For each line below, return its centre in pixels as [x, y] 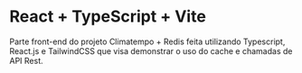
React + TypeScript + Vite [108, 17]
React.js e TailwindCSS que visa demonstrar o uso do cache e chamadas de [151, 50]
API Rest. [26, 60]
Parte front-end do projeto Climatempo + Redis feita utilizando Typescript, [147, 41]
